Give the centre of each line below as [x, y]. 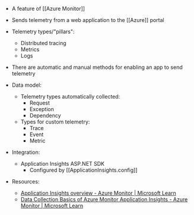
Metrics [30, 49]
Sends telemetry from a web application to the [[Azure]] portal [88, 20]
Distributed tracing [43, 43]
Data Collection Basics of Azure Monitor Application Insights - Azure [104, 199]
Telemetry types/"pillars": [43, 31]
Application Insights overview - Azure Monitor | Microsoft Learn [98, 193]
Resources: [26, 181]
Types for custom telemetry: [55, 122]
